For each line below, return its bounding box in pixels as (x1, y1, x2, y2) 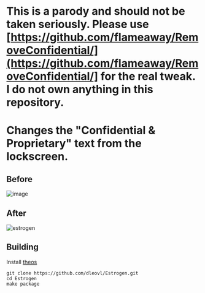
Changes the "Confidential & (6, 124, 156, 137)
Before (6, 173, 33, 185)
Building (6, 242, 39, 253)
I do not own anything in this (6, 83, 153, 96)
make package (6, 281, 40, 287)
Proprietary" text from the (6, 137, 142, 151)
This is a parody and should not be (6, 4, 185, 18)
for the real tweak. (100, 69, 196, 83)
